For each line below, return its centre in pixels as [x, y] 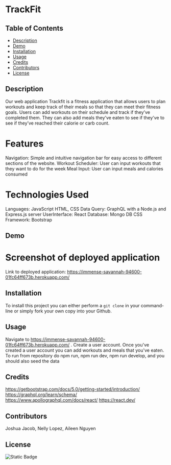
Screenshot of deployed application [83, 258]
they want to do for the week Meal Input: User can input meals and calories [84, 168]
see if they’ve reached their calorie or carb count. [57, 123]
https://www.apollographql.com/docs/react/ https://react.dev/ [70, 400]
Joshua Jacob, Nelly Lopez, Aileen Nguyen [51, 429]
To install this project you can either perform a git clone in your [72, 305]
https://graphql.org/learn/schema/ [41, 395]
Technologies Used [47, 194]
